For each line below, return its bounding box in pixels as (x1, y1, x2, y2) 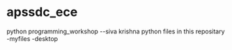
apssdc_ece (6, 4, 78, 20)
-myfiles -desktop (6, 34, 59, 42)
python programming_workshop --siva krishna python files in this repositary (6, 27, 225, 35)
